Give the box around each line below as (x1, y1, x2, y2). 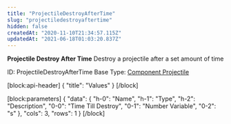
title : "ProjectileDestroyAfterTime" (7, 10, 116, 17)
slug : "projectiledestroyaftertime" (7, 17, 112, 23)
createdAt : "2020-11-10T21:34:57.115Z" (7, 29, 122, 37)
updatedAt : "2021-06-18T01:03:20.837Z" (7, 36, 122, 43)
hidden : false (7, 23, 48, 30)
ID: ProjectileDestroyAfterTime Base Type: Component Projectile (7, 68, 190, 76)
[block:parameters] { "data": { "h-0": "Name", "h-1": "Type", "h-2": (7, 94, 195, 103)
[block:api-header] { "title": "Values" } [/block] (7, 81, 139, 90)
